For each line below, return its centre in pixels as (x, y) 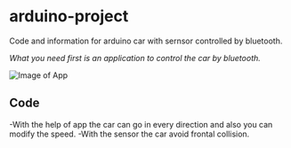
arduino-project (69, 16)
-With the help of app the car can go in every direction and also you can (141, 124)
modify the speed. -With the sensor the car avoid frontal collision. (129, 134)
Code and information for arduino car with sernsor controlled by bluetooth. (146, 41)
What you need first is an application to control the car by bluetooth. (135, 58)
